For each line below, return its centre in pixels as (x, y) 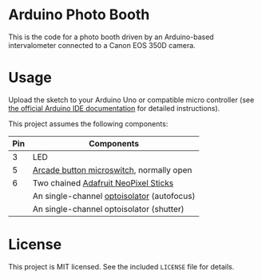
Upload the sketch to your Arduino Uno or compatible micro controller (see (131, 100)
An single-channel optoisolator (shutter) (108, 209)
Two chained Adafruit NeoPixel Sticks (103, 183)
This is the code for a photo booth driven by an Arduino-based (111, 37)
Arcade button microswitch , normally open (112, 169)
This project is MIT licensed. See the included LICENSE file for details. (121, 266)
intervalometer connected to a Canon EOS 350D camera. (102, 45)
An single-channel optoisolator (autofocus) (114, 196)
